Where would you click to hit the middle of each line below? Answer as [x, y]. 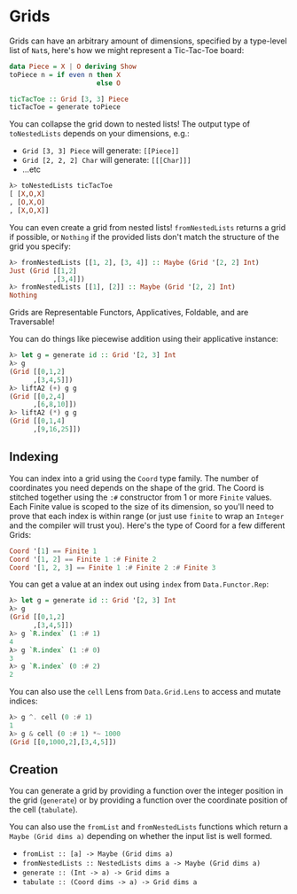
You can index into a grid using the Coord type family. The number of [134, 478]
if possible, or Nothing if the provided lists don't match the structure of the [144, 237]
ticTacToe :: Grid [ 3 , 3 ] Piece [69, 99]
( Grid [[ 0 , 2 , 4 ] [37, 396]
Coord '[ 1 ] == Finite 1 [53, 551]
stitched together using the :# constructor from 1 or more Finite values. [141, 497]
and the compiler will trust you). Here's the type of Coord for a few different [147, 525]
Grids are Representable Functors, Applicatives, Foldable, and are [129, 313]
